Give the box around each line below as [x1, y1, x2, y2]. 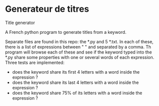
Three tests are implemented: [5, 59, 65, 65]
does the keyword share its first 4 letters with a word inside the [12, 69, 140, 75]
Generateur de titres [5, 3, 89, 15]
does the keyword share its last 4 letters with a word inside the [12, 79, 139, 85]
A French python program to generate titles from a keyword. [5, 29, 127, 35]
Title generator [5, 20, 35, 26]
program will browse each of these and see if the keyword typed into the [5, 49, 152, 55]
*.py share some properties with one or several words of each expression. [5, 54, 155, 60]
